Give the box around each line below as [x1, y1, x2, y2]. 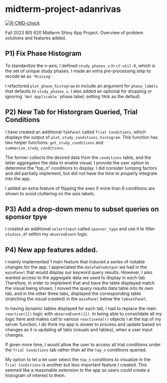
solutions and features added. [5, 35, 67, 41]
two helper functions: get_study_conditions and [5, 139, 103, 145]
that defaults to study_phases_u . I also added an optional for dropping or [5, 88, 153, 94]
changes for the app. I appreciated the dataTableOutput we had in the [5, 264, 147, 270]
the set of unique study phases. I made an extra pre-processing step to [5, 68, 151, 74]
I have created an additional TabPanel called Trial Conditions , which [5, 128, 146, 135]
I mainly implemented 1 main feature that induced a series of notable [5, 259, 145, 265]
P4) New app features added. [5, 246, 98, 254]
